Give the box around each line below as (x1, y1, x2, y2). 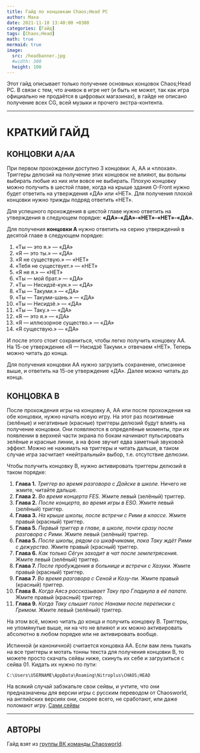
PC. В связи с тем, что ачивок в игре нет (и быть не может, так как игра (7, 87, 189, 94)
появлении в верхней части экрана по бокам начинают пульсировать (7, 432, 185, 439)
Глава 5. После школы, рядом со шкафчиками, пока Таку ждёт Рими (15, 537, 192, 544)
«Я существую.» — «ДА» (15, 325, 79, 333)
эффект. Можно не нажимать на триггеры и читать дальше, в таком (7, 445, 179, 452)
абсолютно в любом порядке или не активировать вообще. (7, 631, 158, 638)
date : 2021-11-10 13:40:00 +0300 (7, 20, 90, 26)
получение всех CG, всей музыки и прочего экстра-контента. (7, 99, 164, 106)
